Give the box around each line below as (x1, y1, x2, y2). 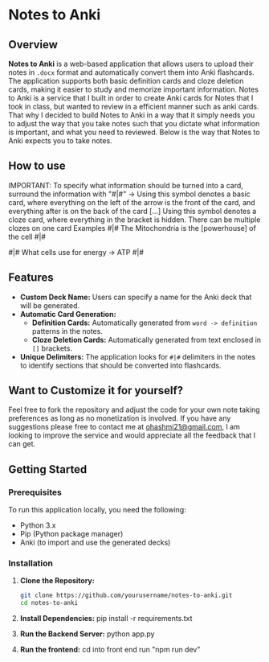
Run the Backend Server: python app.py (19, 629, 155, 639)
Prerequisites (8, 487, 62, 498)
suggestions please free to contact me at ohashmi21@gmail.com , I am (8, 422, 241, 432)
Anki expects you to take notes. (8, 136, 112, 146)
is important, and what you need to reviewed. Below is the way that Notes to (8, 127, 260, 137)
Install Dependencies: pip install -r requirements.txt (19, 614, 193, 623)
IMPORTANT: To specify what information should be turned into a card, (8, 180, 243, 190)
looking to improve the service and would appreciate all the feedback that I (8, 430, 256, 440)
